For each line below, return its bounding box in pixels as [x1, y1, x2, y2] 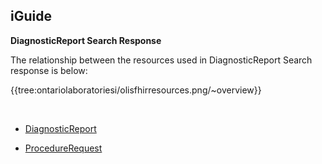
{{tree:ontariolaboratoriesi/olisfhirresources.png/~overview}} [10, 84, 262, 96]
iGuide [10, 8, 52, 25]
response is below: [10, 64, 88, 76]
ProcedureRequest [24, 142, 103, 154]
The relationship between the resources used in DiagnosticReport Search [10, 54, 313, 66]
